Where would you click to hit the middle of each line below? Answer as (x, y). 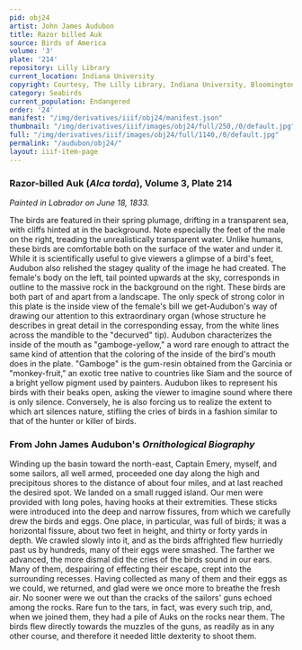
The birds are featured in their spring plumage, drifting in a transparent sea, (149, 220)
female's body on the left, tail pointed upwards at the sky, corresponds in (145, 277)
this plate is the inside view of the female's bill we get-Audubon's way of (143, 306)
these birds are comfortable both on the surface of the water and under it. (146, 248)
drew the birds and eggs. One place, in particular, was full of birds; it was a (148, 521)
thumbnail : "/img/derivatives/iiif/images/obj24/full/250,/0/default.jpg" (152, 127)
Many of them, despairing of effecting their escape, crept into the (130, 569)
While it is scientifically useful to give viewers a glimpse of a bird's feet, (142, 258)
